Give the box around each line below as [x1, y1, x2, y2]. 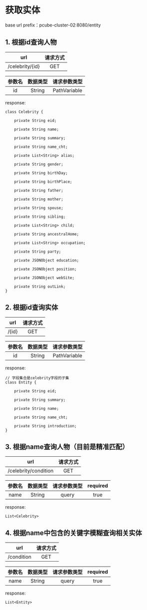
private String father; [14, 188, 64, 193]
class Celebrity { [5, 109, 43, 114]
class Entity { [5, 380, 37, 385]
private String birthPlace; [14, 179, 72, 184]
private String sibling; [14, 214, 66, 219]
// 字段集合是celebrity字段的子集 [5, 375, 69, 380]
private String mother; [14, 197, 64, 202]
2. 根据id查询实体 [5, 303, 58, 312]
